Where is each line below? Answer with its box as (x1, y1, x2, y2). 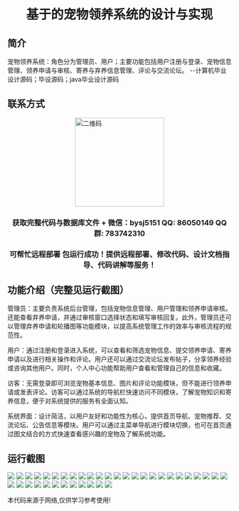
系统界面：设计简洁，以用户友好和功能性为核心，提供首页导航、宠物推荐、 (7, 412, 225, 421)
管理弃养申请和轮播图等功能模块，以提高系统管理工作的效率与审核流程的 (13, 322, 225, 331)
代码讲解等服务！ (97, 260, 156, 270)
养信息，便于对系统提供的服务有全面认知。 (7, 396, 132, 406)
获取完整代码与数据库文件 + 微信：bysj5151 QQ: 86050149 (11, 218, 214, 228)
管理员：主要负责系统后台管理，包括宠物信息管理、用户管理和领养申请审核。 (7, 304, 232, 313)
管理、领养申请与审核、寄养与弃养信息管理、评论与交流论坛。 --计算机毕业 (7, 66, 227, 75)
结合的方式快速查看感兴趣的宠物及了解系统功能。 (26, 430, 169, 438)
